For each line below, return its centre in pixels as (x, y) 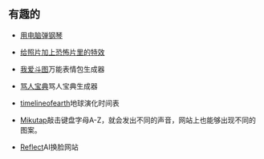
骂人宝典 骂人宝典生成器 (59, 85)
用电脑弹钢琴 (41, 35)
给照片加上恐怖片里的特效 (62, 52)
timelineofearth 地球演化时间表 (70, 103)
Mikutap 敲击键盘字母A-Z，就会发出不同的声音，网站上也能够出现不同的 (138, 120)
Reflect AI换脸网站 (49, 147)
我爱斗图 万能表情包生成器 (62, 69)
